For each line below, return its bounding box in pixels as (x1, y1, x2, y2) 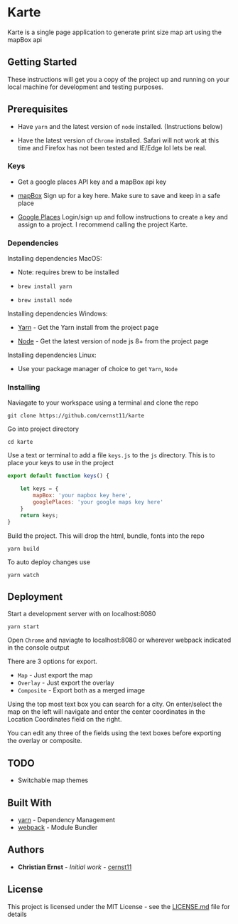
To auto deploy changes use (7, 557, 91, 566)
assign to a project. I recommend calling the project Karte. (17, 220, 188, 229)
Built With (7, 796, 52, 809)
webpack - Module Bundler (17, 824, 98, 832)
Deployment (7, 591, 63, 603)
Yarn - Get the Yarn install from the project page (17, 323, 158, 332)
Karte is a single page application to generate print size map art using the (7, 28, 222, 36)
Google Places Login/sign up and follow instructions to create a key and (17, 212, 229, 221)
